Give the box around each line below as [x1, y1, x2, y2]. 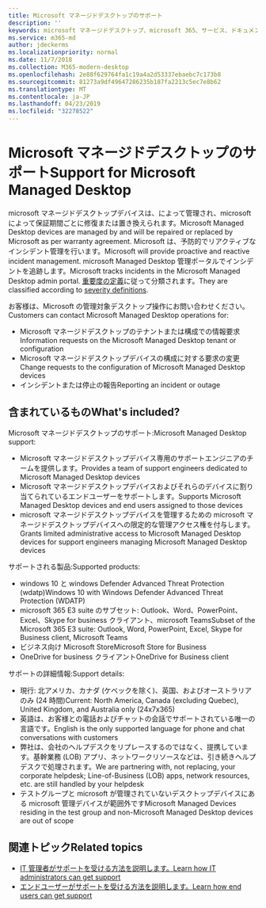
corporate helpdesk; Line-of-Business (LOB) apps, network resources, [19, 770, 250, 780]
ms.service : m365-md [8, 33, 77, 42]
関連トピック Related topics [8, 841, 143, 854]
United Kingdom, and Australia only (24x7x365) [19, 704, 176, 714]
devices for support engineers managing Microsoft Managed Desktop [19, 536, 248, 547]
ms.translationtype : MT [8, 85, 87, 93]
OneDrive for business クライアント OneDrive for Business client [19, 651, 230, 662]
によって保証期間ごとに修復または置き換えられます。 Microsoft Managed [8, 218, 244, 227]
